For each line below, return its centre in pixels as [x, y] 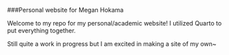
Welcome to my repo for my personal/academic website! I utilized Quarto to [114, 23]
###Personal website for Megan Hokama [66, 10]
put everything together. [41, 31]
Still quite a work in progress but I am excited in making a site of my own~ [112, 44]
